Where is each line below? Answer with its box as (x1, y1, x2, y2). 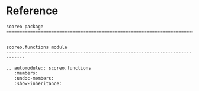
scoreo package (6, 24, 44, 30)
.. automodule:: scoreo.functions (6, 65, 92, 71)
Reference (6, 4, 58, 18)
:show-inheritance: (14, 80, 62, 86)
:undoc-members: (14, 75, 54, 81)
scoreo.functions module (6, 44, 68, 50)
